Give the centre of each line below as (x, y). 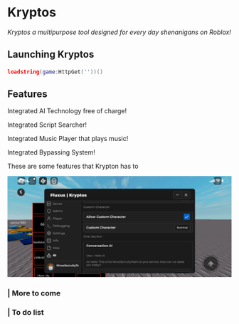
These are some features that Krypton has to (73, 166)
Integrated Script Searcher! (47, 125)
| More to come (34, 293)
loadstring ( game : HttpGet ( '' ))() (55, 72)
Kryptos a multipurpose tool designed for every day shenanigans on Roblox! (119, 32)
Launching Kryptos (51, 54)
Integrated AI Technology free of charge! (67, 111)
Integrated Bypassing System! (52, 152)
